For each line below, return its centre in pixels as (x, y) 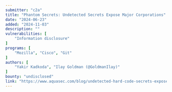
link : (11, 81)
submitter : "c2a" (24, 10)
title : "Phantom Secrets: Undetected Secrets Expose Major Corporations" (86, 15)
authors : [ (17, 62)
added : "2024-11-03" (27, 24)
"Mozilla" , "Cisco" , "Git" (43, 53)
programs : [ (18, 48)
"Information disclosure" (42, 39)
